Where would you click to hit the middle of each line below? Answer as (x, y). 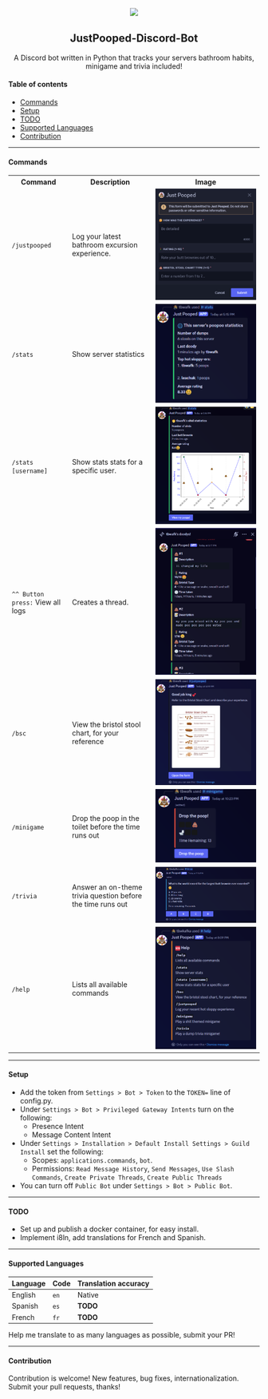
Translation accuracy (113, 1283)
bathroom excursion (104, 245)
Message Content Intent (71, 1135)
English (24, 1295)
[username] (30, 471)
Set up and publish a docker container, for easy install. (109, 1229)
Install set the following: (61, 1152)
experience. (91, 254)
